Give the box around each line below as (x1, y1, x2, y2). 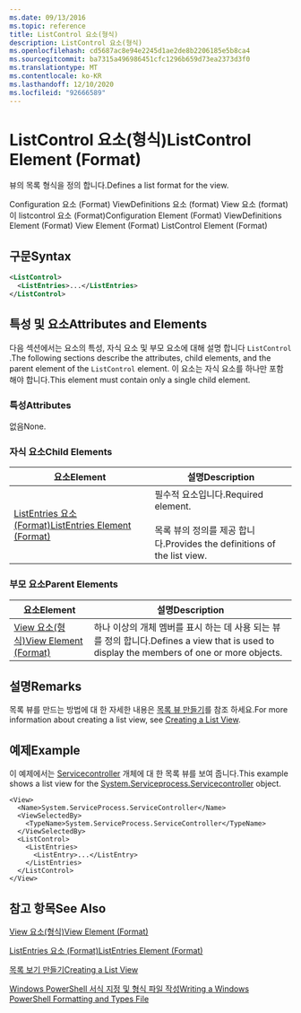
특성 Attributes (9, 398, 72, 411)
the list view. (154, 549, 208, 562)
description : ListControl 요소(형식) (9, 38, 143, 48)
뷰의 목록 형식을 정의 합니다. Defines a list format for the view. (9, 180, 229, 191)
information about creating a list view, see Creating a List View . (9, 714, 241, 725)
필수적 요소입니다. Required (154, 488, 264, 501)
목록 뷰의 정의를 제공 (154, 524, 236, 537)
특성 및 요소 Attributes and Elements (9, 317, 208, 332)
